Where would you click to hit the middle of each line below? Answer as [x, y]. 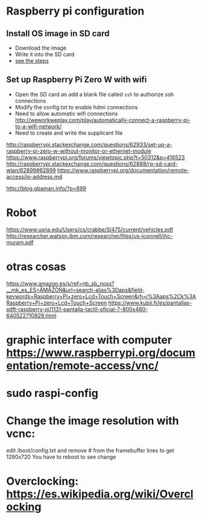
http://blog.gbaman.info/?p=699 [46, 188]
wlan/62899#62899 [31, 170]
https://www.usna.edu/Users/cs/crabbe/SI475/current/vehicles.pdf [90, 229]
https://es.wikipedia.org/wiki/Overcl [100, 494]
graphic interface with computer [89, 340]
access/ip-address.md [34, 176]
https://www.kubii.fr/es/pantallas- [150, 303]
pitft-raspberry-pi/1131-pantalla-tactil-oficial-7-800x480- [77, 309]
